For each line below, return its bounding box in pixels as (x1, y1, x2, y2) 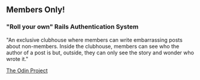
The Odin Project (6, 67, 48, 74)
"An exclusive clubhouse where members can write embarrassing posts (6, 36, 183, 44)
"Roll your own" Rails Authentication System (6, 23, 139, 31)
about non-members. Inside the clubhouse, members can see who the (6, 42, 180, 50)
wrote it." (6, 55, 29, 62)
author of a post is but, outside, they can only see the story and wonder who (6, 49, 194, 56)
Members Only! (6, 5, 66, 15)
